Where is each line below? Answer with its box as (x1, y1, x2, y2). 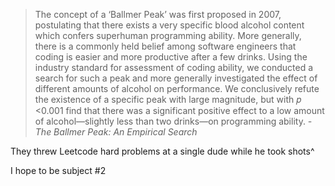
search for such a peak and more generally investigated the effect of (34, 72, 318, 84)
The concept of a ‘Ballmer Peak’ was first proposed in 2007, (34, 9, 282, 20)
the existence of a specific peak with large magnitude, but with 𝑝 (34, 94, 302, 105)
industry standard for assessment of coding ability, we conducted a (34, 62, 314, 73)
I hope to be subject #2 (10, 165, 107, 176)
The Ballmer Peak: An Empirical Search (34, 126, 198, 138)
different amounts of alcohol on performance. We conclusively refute (34, 83, 320, 94)
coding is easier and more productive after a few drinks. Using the (34, 51, 308, 63)
